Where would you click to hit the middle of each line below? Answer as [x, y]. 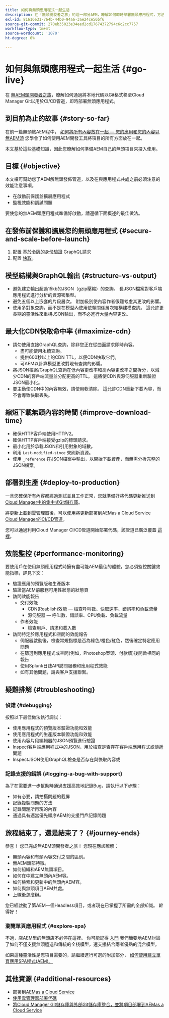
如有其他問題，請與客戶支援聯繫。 [55, 672]
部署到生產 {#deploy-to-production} [63, 483]
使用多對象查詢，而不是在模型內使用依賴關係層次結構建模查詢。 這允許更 [88, 308]
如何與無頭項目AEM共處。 [39, 888]
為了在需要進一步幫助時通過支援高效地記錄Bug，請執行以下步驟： [73, 786]
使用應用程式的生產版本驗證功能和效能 [52, 734]
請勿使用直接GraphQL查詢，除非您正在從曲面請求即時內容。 [75, 345]
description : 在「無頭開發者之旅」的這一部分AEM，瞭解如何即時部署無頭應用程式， [81, 15]
